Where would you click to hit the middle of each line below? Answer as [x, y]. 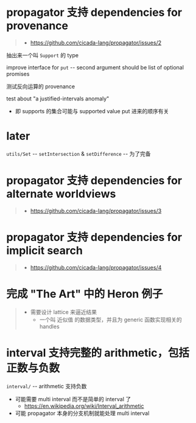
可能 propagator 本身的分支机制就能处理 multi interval [82, 413]
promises [18, 74]
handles [49, 326]
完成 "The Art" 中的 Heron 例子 [85, 294]
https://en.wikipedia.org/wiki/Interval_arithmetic [84, 406]
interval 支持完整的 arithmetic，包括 [98, 353]
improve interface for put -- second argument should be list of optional [95, 67]
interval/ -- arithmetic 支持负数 [47, 386]
